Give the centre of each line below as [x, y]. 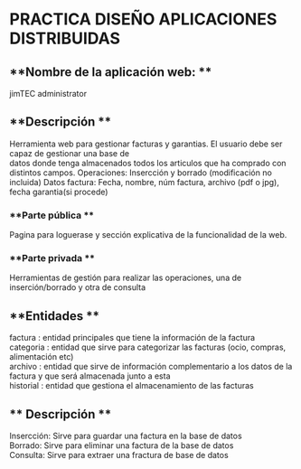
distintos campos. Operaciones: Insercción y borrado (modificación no [141, 173]
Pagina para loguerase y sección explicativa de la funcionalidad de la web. [148, 235]
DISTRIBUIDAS [65, 38]
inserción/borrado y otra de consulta [78, 287]
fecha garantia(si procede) [59, 192]
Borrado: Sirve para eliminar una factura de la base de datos [122, 446]
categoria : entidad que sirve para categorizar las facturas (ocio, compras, [148, 347]
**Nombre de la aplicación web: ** [111, 72]
